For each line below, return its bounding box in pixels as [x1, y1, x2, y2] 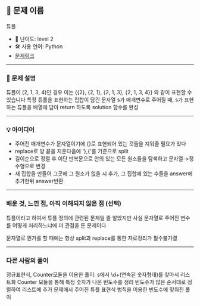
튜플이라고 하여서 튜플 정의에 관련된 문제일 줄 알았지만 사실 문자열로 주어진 [6, 214, 180, 221]
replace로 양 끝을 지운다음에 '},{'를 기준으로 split [14, 148, 129, 155]
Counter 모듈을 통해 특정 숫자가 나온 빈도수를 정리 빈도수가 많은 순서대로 [17, 279, 186, 285]
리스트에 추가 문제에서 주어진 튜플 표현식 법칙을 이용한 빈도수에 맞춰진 [21, 286, 185, 293]
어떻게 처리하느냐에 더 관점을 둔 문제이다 [12, 221, 107, 228]
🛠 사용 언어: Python [14, 42, 63, 50]
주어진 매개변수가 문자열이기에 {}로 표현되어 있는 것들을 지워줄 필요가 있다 [14, 140, 186, 147]
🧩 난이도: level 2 [14, 35, 54, 42]
